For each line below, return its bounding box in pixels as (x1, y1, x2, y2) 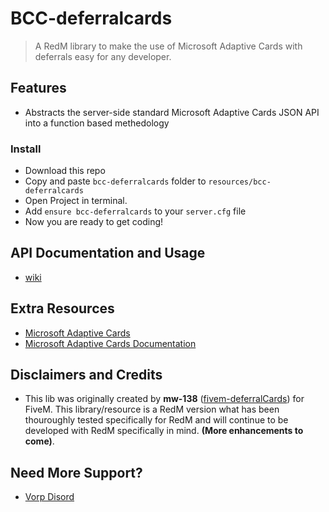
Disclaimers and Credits (10, 367, 163, 384)
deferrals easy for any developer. (34, 50, 172, 62)
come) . (24, 435, 55, 447)
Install (10, 142, 42, 156)
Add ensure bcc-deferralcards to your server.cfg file (24, 205, 247, 217)
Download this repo (24, 165, 106, 177)
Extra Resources (10, 300, 115, 317)
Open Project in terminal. (24, 195, 128, 207)
